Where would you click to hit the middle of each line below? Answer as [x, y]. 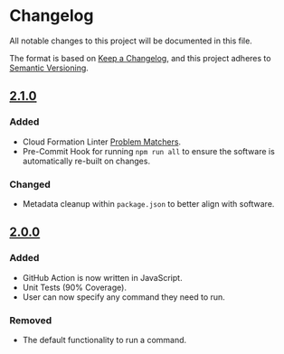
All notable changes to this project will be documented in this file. [131, 41]
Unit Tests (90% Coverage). [74, 287]
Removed [31, 320]
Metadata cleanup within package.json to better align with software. [148, 203]
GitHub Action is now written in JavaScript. [102, 277]
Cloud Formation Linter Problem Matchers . [102, 142]
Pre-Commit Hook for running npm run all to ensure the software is [149, 151]
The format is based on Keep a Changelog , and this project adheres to [140, 58]
